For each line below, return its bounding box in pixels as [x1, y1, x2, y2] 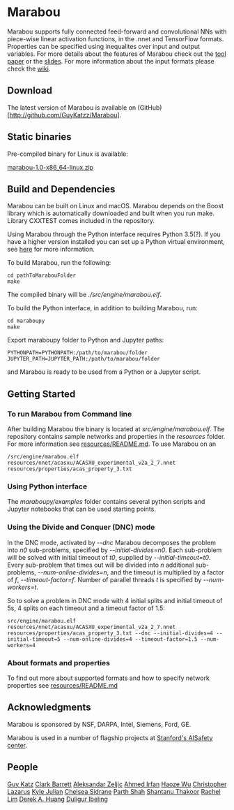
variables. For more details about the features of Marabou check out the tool [7, 50, 226, 58]
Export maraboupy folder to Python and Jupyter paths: [7, 336, 164, 345]
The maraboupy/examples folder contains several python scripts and [7, 498, 205, 506]
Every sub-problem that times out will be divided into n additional [7, 561, 194, 569]
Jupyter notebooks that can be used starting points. [7, 505, 157, 514]
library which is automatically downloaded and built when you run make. [7, 209, 214, 217]
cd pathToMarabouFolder [7, 272, 77, 280]
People [7, 761, 38, 773]
